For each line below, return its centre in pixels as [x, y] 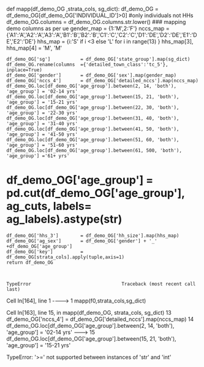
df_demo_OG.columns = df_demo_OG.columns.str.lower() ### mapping [96, 22]
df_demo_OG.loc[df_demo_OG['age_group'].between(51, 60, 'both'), [93, 140]
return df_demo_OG [30, 262]
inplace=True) [25, 70]
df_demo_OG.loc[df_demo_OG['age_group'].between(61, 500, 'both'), [94, 150]
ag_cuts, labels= [49, 207]
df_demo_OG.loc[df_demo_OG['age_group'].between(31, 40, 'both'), [93, 118]
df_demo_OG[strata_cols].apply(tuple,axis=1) [65, 257]
